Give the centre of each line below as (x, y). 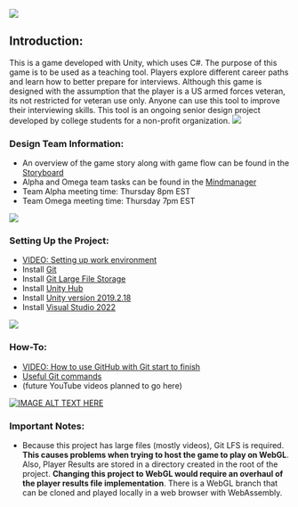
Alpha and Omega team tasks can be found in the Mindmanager (139, 182)
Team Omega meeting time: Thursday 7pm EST (109, 201)
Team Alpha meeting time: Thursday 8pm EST (106, 192)
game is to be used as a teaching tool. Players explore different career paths (149, 72)
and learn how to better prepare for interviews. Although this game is (136, 81)
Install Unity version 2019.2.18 (77, 298)
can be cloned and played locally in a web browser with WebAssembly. (152, 493)
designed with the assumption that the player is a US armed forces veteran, (148, 91)
